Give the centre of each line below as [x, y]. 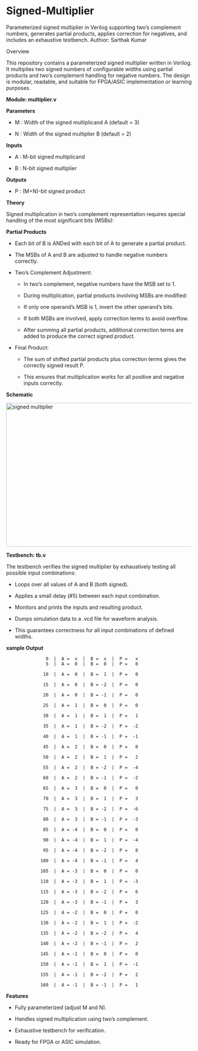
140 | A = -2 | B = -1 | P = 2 [89, 943]
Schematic [20, 394]
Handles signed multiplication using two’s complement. [82, 1018]
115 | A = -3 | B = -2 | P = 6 [89, 892]
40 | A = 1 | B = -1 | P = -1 [91, 736]
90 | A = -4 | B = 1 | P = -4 [91, 840]
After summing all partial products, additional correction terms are [103, 330]
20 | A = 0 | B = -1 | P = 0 [91, 695]
